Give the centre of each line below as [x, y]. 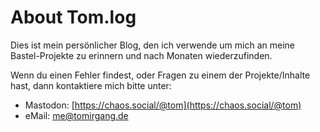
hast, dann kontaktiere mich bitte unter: [91, 85]
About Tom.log [73, 17]
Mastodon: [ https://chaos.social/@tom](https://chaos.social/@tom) [163, 105]
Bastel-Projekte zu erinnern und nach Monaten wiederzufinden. [141, 55]
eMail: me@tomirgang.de [76, 115]
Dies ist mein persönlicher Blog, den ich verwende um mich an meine [152, 45]
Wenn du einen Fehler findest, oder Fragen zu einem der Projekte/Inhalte [160, 75]
